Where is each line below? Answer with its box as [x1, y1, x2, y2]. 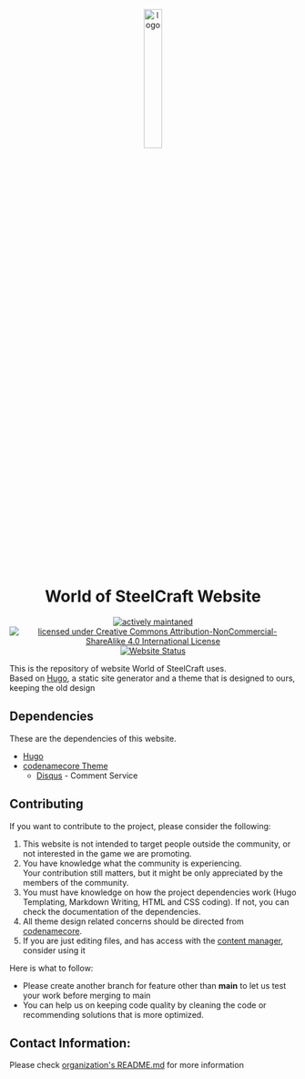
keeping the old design [9, 682, 96, 693]
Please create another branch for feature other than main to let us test [22, 980, 287, 991]
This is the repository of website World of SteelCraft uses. [9, 663, 227, 673]
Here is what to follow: [9, 962, 94, 973]
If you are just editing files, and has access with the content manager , [22, 935, 284, 946]
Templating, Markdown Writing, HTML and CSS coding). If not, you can [22, 896, 290, 907]
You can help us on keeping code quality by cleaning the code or [22, 999, 267, 1011]
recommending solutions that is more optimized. [22, 1009, 205, 1020]
